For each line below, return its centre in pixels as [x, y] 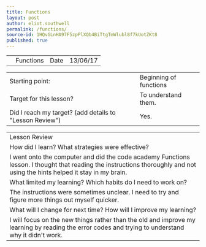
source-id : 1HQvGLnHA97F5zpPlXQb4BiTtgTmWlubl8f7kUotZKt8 [82, 35]
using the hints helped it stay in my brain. [68, 172]
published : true [27, 40]
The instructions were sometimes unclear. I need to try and [94, 192]
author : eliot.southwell [38, 23]
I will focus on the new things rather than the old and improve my [103, 220]
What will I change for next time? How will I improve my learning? [103, 210]
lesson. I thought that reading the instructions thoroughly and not [103, 165]
